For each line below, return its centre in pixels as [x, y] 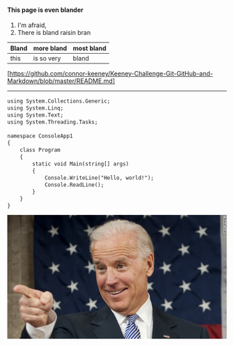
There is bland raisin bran [54, 33]
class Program [40, 150]
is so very [47, 58]
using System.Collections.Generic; [59, 101]
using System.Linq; [36, 108]
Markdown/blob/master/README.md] [61, 81]
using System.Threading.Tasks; [53, 122]
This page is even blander [45, 10]
